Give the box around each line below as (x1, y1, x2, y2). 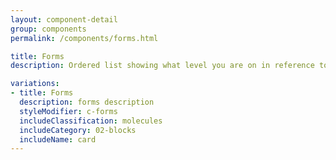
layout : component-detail (10, 14, 118, 25)
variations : (10, 79, 60, 89)
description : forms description (19, 97, 155, 107)
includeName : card (19, 134, 97, 145)
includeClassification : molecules (19, 116, 163, 126)
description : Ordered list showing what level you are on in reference (10, 61, 315, 71)
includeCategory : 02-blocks (19, 125, 137, 135)
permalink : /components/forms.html (10, 33, 159, 43)
